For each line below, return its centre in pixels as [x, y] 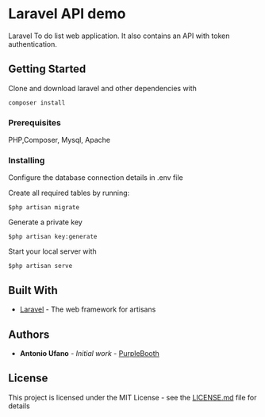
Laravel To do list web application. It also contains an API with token [119, 36]
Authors [29, 334]
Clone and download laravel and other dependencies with [102, 88]
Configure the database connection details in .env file [96, 178]
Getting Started [47, 69]
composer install [37, 103]
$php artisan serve [40, 266]
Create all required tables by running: [69, 193]
